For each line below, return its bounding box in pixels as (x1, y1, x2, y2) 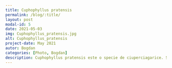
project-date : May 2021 (5, 41, 56, 46)
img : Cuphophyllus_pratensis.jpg (5, 31, 77, 36)
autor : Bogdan (5, 46, 36, 51)
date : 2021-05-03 (5, 27, 42, 32)
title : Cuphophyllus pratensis (5, 7, 72, 13)
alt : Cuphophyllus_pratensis (5, 36, 68, 41)
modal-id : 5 (5, 21, 31, 27)
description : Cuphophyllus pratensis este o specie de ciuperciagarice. (5, 55, 164, 60)
